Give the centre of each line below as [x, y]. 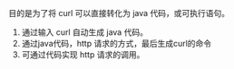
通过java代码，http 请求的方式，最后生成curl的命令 [117, 43]
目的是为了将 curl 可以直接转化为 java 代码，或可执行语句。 [119, 13]
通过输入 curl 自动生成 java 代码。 [85, 32]
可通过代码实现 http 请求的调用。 [83, 55]
